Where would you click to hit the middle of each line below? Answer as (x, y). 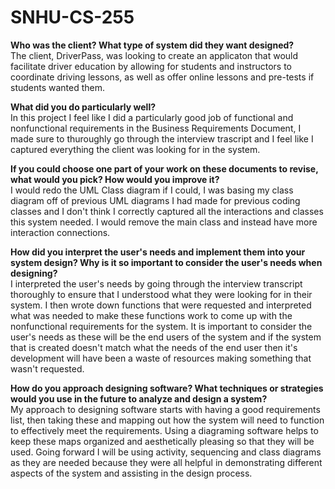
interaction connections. (60, 232)
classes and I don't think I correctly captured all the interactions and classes (167, 211)
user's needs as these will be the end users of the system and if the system (166, 337)
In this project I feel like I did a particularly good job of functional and (152, 117)
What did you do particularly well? (83, 107)
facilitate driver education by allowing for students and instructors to (151, 66)
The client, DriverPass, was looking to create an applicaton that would (154, 55)
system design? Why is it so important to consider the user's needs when (166, 262)
